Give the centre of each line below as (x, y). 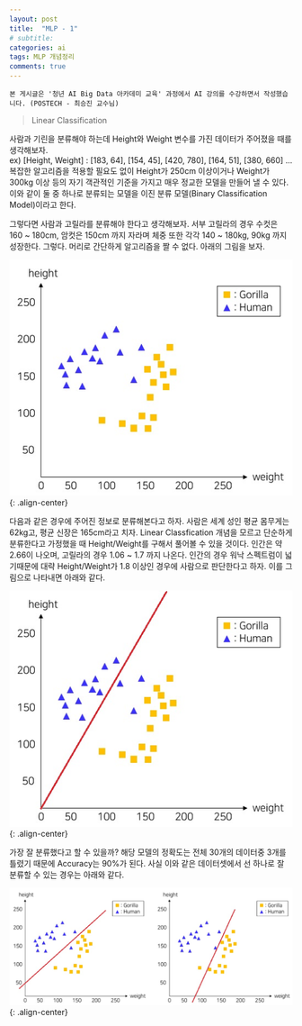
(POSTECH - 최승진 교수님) (75, 104)
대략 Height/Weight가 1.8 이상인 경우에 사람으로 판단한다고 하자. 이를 (161, 567)
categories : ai (38, 48)
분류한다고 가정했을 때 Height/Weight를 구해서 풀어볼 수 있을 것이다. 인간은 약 (146, 544)
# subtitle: (31, 38)
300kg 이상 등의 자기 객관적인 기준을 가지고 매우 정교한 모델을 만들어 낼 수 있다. (149, 182)
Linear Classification (69, 120)
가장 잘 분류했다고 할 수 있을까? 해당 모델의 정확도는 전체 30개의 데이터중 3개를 (148, 852)
